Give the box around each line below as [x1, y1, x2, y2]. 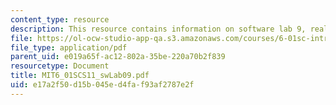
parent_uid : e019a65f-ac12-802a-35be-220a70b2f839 [10, 52, 226, 62]
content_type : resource [10, 14, 110, 25]
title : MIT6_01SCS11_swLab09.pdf [10, 71, 150, 81]
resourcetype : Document [10, 61, 110, 71]
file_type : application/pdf [10, 42, 128, 53]
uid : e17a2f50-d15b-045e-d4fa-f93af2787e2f [10, 80, 195, 90]
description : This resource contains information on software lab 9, [10, 24, 307, 34]
